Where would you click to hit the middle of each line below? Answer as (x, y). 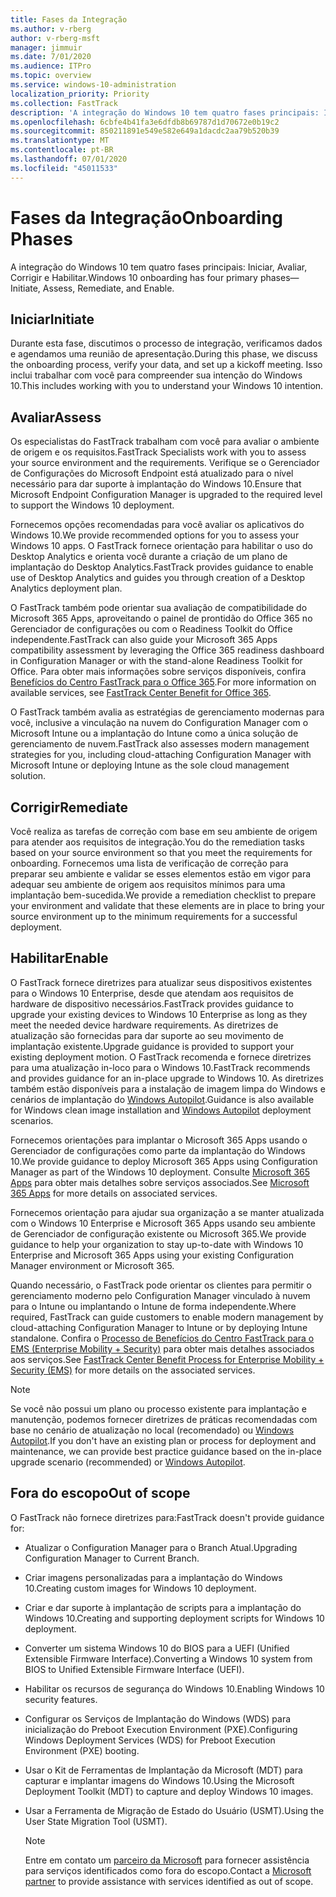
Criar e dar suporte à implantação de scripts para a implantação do (163, 1607)
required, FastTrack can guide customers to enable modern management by (167, 1317)
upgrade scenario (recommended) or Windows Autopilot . (128, 1462)
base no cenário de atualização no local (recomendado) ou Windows (152, 1430)
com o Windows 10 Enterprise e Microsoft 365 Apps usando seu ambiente (163, 1223)
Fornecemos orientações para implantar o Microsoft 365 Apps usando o (159, 1140)
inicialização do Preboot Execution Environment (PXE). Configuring (161, 1729)
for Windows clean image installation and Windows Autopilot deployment (161, 1110)
